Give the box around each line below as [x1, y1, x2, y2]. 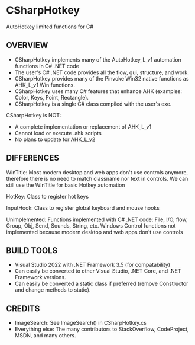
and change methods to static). [14, 286, 91, 293]
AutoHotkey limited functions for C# [6, 23, 93, 30]
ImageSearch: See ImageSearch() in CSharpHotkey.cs [14, 320, 147, 327]
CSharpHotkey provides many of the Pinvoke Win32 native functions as [14, 75, 189, 82]
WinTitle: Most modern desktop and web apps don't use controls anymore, [6, 168, 188, 175]
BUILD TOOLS [6, 245, 58, 255]
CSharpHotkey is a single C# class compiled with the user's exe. [14, 100, 172, 107]
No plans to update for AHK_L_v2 [14, 136, 96, 143]
